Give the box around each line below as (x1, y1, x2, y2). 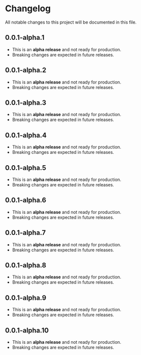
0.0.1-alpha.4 (5, 131, 47, 139)
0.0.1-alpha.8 (5, 261, 47, 269)
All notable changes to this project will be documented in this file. (5, 19, 137, 25)
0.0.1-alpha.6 (5, 196, 47, 205)
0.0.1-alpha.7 (5, 229, 46, 237)
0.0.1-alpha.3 (5, 98, 47, 107)
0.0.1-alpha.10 (5, 326, 49, 334)
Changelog (5, 3, 51, 14)
